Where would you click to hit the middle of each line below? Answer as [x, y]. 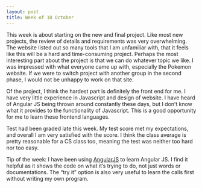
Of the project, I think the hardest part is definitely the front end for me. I [96, 91]
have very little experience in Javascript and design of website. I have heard [101, 98]
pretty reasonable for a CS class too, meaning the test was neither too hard [99, 141]
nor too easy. [23, 148]
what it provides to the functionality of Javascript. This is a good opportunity [101, 110]
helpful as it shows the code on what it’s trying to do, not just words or [93, 166]
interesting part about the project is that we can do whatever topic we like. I [100, 60]
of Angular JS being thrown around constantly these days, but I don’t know [99, 104]
